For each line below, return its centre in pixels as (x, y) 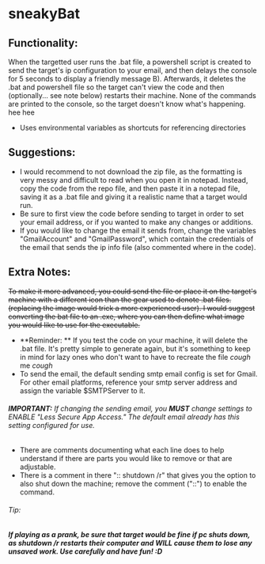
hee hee (22, 112)
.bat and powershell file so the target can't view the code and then (116, 87)
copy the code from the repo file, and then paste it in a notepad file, (130, 188)
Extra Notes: (40, 273)
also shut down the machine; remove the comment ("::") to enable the (133, 483)
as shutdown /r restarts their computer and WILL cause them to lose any (130, 543)
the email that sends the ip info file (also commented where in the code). (138, 247)
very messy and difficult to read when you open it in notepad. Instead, (134, 180)
